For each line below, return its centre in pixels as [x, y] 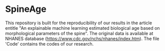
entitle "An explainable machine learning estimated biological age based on [82, 28]
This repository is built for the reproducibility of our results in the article [79, 23]
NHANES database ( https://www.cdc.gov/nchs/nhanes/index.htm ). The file [82, 39]
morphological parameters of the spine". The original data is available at [79, 33]
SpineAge [26, 9]
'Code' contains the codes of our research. [49, 44]
